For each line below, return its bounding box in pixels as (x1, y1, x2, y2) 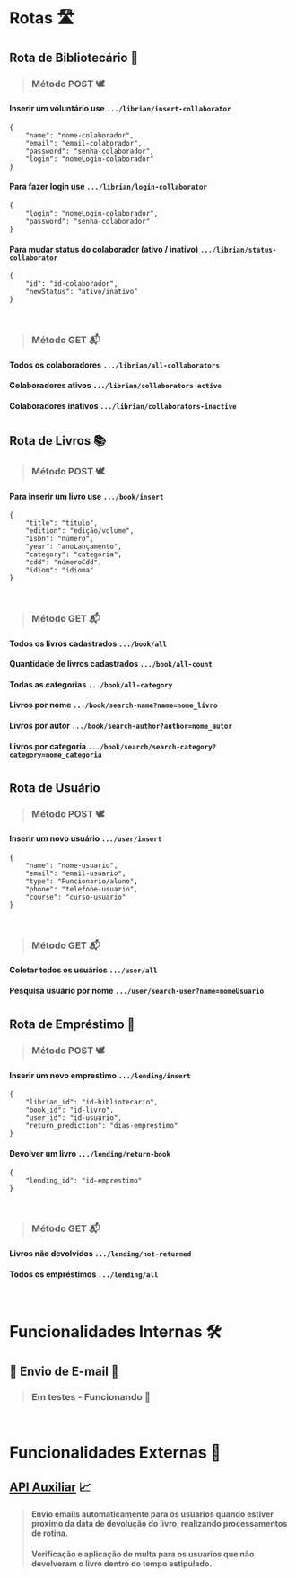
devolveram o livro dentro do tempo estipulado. (30, 1557, 213, 1569)
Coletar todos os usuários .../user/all (9, 964, 158, 976)
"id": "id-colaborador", (25, 279, 118, 288)
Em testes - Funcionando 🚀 (30, 1390, 151, 1403)
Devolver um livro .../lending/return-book (9, 1148, 171, 1158)
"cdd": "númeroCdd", (25, 558, 102, 567)
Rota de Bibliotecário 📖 (9, 49, 139, 65)
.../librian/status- (200, 245, 277, 254)
